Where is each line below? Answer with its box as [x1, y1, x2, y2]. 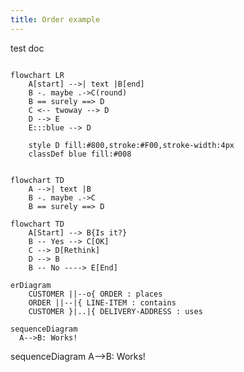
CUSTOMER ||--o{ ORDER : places [28, 289, 163, 299]
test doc [10, 42, 45, 54]
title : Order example [10, 14, 101, 25]
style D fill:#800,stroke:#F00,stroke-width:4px [28, 140, 235, 150]
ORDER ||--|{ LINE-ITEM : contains [28, 297, 177, 308]
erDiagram [10, 280, 52, 290]
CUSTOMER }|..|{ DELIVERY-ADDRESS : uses [28, 306, 203, 316]
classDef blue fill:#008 [28, 149, 132, 159]
